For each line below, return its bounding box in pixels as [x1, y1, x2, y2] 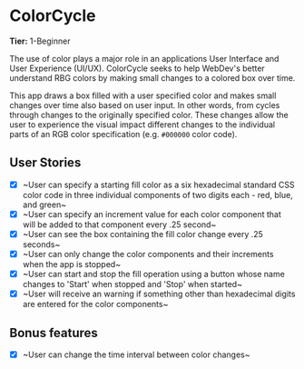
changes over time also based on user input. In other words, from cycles [9, 99, 280, 110]
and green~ [22, 199, 66, 210]
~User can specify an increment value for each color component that [22, 208, 281, 219]
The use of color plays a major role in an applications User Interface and [9, 53, 279, 64]
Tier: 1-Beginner [9, 35, 71, 46]
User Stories [9, 155, 82, 171]
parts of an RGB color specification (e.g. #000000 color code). [9, 128, 238, 139]
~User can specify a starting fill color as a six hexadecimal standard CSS [22, 179, 295, 190]
